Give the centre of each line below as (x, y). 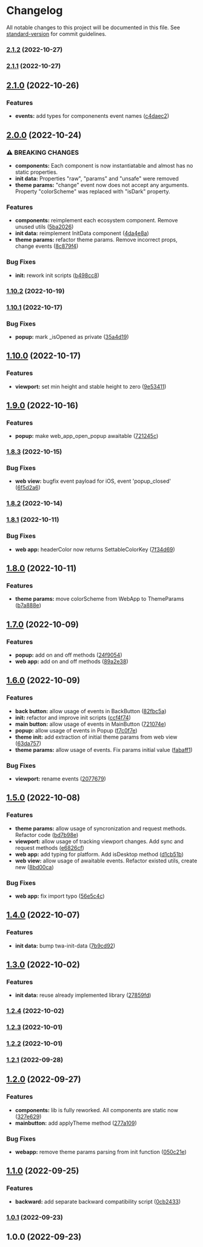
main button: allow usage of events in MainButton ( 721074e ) (91, 724)
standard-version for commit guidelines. (56, 33)
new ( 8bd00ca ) (35, 867)
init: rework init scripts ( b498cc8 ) (57, 275)
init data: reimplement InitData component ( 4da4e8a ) (82, 233)
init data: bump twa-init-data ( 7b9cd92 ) (65, 946)
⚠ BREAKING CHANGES (43, 152)
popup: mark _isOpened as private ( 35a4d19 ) (72, 337)
